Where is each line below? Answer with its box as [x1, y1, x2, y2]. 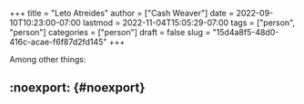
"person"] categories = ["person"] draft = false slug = [9, 27, 211, 37]
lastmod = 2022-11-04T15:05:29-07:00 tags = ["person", [83, 17, 296, 28]
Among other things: [9, 54, 86, 64]
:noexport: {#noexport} [9, 80, 146, 96]
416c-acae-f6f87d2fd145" [9, 36, 107, 47]
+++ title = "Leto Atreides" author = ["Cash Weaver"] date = [9, 8, 235, 18]
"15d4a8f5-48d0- [212, 27, 279, 37]
